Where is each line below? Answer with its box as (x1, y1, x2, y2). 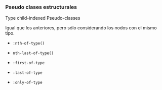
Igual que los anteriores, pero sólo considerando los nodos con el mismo (5, 25, 157, 31)
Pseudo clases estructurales (5, 4, 77, 11)
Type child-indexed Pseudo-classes (5, 15, 80, 21)
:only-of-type (12, 80, 43, 85)
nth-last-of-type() (12, 51, 54, 56)
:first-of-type (12, 61, 45, 66)
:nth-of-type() (12, 41, 45, 46)
